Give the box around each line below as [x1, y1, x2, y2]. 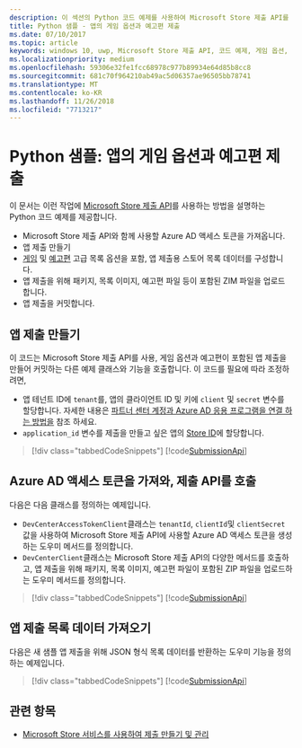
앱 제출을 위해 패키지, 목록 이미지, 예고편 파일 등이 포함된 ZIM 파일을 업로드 [22, 276, 286, 286]
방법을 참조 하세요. [31, 417, 97, 427]
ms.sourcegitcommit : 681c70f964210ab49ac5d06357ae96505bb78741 [9, 72, 252, 81]
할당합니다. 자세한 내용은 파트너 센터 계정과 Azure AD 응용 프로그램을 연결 [22, 405, 283, 416]
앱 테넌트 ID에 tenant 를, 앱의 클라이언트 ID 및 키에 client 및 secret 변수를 [22, 394, 285, 404]
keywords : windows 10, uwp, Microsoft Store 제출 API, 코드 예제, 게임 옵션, [9, 47, 289, 56]
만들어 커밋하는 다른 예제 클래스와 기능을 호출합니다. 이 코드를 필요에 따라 [9, 364, 266, 374]
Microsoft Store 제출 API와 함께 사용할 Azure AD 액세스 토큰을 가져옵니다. [22, 231, 286, 242]
